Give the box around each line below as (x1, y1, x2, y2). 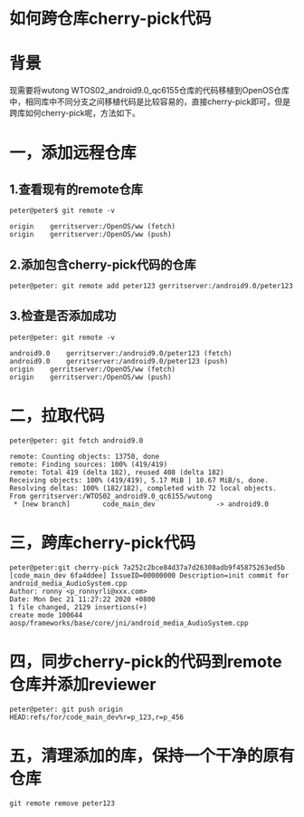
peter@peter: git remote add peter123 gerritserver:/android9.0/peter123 (9, 281, 294, 290)
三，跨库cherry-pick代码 (9, 532, 196, 553)
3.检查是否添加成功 (9, 308, 117, 324)
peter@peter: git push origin (9, 705, 124, 714)
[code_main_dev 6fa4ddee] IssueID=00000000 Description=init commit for (9, 570, 290, 580)
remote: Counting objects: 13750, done (9, 452, 160, 461)
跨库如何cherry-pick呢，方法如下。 (9, 108, 140, 119)
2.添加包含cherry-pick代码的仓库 (9, 257, 196, 272)
